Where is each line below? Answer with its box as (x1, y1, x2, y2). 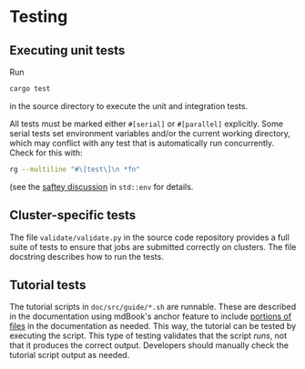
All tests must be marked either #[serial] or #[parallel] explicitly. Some (9, 118, 284, 129)
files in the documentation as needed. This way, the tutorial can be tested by (9, 321, 297, 332)
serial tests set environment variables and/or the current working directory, (9, 127, 291, 138)
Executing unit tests (9, 43, 126, 58)
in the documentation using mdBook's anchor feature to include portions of (9, 311, 292, 322)
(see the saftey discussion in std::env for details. (9, 181, 194, 192)
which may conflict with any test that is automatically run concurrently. (9, 137, 275, 148)
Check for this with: (9, 147, 83, 158)
